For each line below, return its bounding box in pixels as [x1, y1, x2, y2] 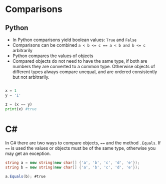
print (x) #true [5, 106, 37, 111]
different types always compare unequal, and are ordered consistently [12, 69, 157, 75]
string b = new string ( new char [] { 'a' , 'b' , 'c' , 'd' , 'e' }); [5, 165, 140, 170]
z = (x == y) [5, 102, 32, 107]
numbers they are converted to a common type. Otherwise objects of [12, 64, 155, 69]
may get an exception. [5, 150, 51, 156]
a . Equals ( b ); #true [5, 174, 46, 179]
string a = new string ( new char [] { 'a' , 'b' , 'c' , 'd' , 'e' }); [5, 160, 140, 165]
